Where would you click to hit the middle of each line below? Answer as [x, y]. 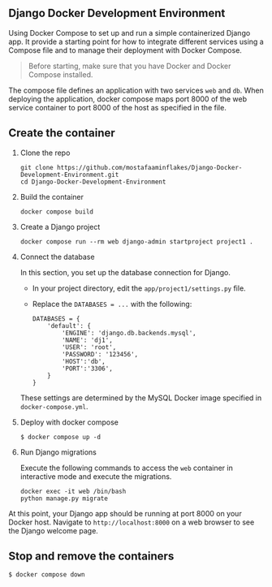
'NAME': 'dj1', [87, 340]
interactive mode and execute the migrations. [96, 476]
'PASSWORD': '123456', [100, 354]
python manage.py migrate [64, 499]
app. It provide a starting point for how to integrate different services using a [136, 41]
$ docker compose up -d [60, 437]
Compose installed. [60, 74]
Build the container [52, 196]
